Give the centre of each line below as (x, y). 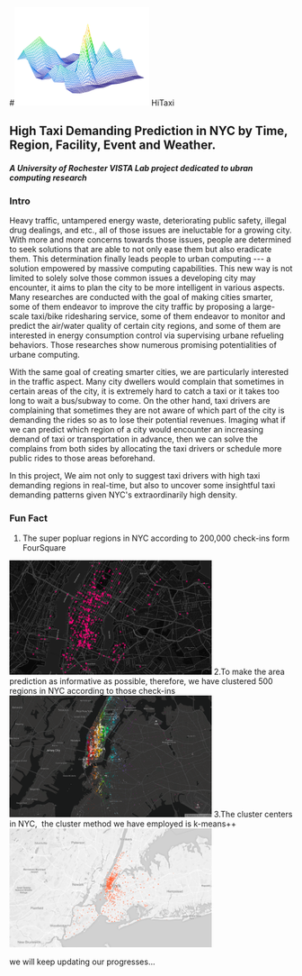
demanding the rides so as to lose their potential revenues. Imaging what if (147, 420)
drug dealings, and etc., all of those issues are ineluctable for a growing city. (151, 230)
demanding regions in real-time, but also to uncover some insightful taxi (142, 486)
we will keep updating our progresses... (82, 962)
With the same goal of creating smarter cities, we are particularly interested (149, 372)
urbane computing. (45, 355)
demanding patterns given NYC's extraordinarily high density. (124, 495)
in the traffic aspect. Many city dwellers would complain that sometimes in (147, 382)
